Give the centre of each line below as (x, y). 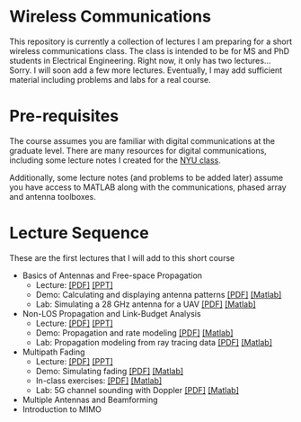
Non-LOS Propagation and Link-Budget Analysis (111, 313)
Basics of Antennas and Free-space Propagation (112, 275)
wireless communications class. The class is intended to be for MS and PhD (150, 50)
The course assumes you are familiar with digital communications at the (142, 140)
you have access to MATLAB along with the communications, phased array (148, 187)
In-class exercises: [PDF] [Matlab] (99, 381)
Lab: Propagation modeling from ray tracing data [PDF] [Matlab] (154, 342)
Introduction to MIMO (62, 409)
